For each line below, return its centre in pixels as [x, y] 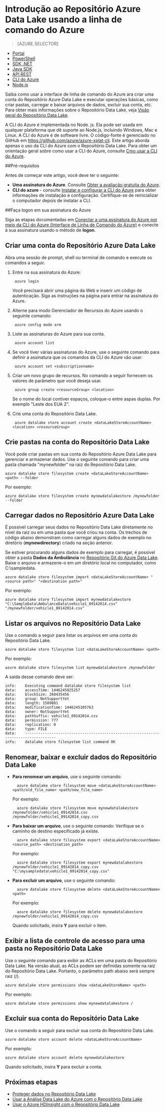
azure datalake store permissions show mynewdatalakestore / [69, 1003]
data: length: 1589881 [32, 703]
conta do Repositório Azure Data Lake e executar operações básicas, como [82, 99]
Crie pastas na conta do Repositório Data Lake [77, 442]
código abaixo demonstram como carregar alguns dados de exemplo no [78, 538]
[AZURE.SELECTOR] [38, 43]
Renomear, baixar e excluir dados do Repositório [81, 757]
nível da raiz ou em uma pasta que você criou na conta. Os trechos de [76, 532]
